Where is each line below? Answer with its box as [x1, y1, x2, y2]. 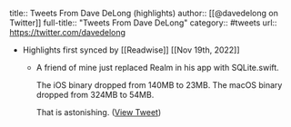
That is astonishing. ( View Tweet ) [35, 107, 162, 117]
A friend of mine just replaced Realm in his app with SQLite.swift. [35, 63, 279, 73]
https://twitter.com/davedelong [9, 27, 125, 37]
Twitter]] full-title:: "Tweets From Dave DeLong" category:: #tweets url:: [9, 17, 277, 28]
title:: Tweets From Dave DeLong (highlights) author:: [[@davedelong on [9, 8, 279, 18]
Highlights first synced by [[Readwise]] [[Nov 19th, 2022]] [22, 44, 240, 55]
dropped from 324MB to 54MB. [35, 90, 155, 100]
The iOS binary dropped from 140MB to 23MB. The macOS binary [35, 80, 283, 90]
